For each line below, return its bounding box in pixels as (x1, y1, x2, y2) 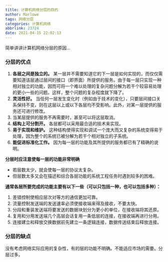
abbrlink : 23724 (5, 26, 39, 31)
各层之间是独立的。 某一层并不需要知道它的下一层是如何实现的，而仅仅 (12, 71, 158, 77)
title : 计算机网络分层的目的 (5, 7, 58, 12)
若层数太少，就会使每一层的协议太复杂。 (12, 167, 96, 173)
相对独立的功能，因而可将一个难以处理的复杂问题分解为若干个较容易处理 (12, 83, 161, 89)
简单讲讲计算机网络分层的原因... (5, 45, 71, 50)
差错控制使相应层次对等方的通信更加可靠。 (12, 194, 100, 200)
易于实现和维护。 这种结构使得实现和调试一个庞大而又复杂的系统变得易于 (12, 127, 163, 133)
